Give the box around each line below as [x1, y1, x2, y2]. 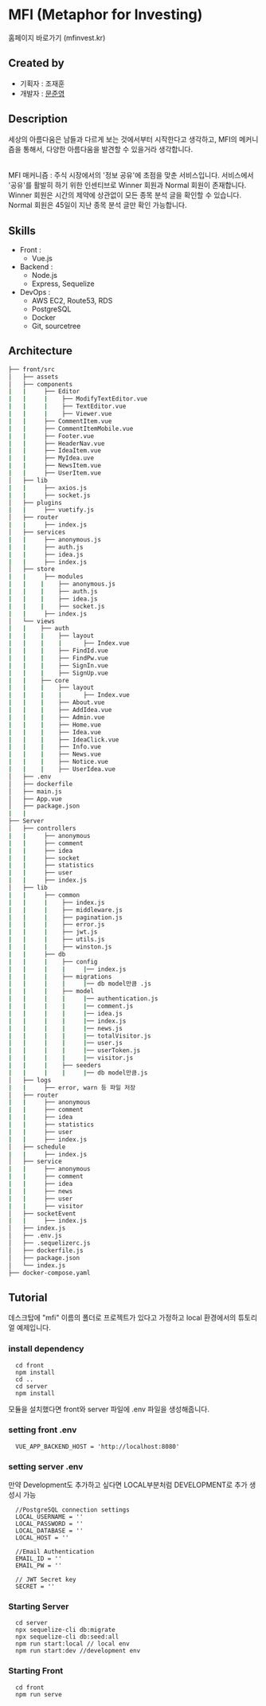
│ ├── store [8, 565, 56, 573]
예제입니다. [16, 1323, 52, 1332]
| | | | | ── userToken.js [8, 1047, 141, 1055]
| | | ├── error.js [8, 921, 105, 929]
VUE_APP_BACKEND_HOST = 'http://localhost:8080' [15, 1442, 180, 1450]
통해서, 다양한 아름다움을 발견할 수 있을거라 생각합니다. [22, 144, 194, 154]
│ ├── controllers [8, 824, 77, 833]
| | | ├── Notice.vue [8, 758, 109, 766]
